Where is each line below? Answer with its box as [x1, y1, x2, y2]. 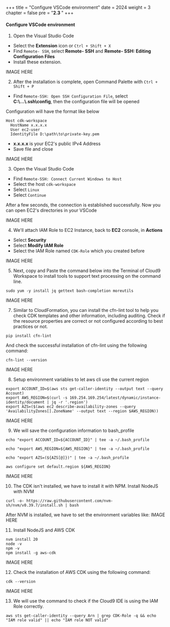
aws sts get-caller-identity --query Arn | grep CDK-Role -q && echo [6, 613, 157, 618]
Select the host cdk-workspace [13, 181, 76, 187]
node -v [6, 541, 22, 547]
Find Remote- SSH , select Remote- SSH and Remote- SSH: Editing [13, 48, 152, 54]
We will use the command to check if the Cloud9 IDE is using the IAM [13, 598, 158, 604]
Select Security [13, 237, 46, 243]
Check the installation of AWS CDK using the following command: [13, 569, 151, 575]
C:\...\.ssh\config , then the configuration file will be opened [13, 99, 139, 105]
